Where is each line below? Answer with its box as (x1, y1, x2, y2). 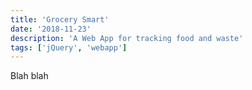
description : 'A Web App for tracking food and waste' (10, 33, 244, 43)
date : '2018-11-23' (10, 24, 92, 34)
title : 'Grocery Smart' (10, 14, 110, 25)
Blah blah (10, 70, 49, 82)
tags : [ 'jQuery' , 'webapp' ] (10, 42, 128, 53)
